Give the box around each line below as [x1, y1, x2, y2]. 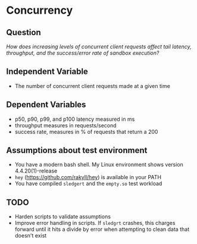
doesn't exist [14, 232, 47, 239]
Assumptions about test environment [6, 145, 148, 155]
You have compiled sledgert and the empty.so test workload [14, 180, 162, 187]
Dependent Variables [6, 99, 86, 110]
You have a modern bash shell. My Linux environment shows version [14, 161, 183, 168]
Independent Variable [6, 67, 88, 77]
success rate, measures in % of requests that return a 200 [14, 128, 158, 135]
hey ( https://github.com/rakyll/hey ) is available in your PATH [14, 174, 162, 181]
